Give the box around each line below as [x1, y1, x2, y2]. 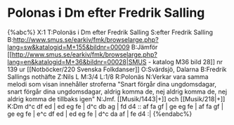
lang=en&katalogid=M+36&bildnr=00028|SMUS [7, 57, 147, 66]
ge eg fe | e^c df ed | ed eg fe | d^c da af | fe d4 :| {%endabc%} [7, 110, 193, 118]
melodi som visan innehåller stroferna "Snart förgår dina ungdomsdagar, [7, 80, 216, 88]
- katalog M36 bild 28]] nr [148, 57, 223, 66]
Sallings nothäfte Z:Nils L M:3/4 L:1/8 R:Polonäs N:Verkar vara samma [7, 72, 209, 81]
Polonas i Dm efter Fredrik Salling [7, 5, 205, 21]
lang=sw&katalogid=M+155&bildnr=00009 [7, 43, 130, 51]
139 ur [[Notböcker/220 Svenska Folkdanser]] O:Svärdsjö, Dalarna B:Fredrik [7, 65, 227, 73]
